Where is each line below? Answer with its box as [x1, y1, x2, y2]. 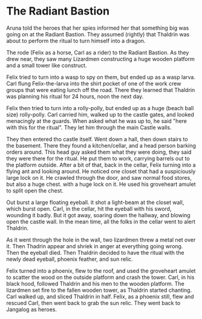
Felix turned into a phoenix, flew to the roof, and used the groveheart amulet [6, 267, 196, 274]
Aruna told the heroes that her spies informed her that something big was [6, 24, 189, 31]
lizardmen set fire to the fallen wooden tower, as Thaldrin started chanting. [6, 286, 192, 294]
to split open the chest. [6, 186, 64, 194]
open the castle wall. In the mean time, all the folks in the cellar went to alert [6, 218, 195, 225]
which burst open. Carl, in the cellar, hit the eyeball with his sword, [6, 205, 172, 212]
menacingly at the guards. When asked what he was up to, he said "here [6, 117, 187, 125]
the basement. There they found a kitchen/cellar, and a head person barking [6, 142, 197, 149]
